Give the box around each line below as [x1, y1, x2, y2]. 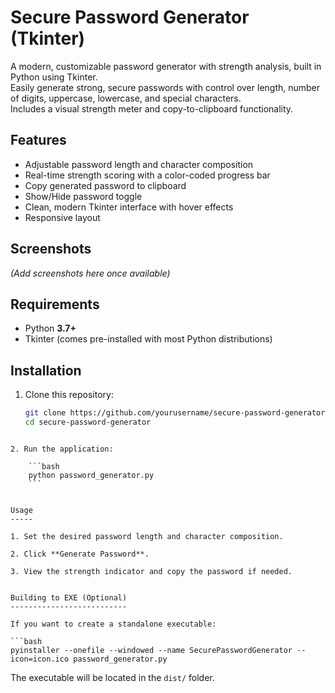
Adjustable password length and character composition [24, 158, 254, 170]
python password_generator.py [28, 470, 155, 480]
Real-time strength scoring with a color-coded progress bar [24, 169, 271, 181]
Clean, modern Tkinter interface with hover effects [24, 201, 234, 213]
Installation [10, 362, 82, 379]
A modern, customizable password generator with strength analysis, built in [10, 60, 322, 72]
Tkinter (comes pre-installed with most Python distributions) [24, 333, 273, 345]
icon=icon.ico [10, 654, 70, 664]
